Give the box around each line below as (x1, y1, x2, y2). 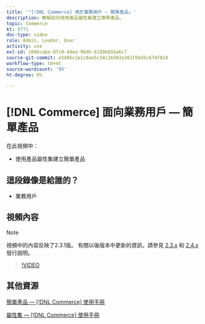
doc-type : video (6, 32, 48, 38)
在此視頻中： (6, 142, 39, 150)
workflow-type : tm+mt (6, 60, 62, 66)
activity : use (6, 44, 43, 50)
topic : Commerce (6, 20, 48, 26)
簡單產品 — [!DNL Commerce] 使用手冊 (6, 298, 105, 306)
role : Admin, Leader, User (6, 37, 75, 44)
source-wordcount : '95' (6, 66, 67, 72)
